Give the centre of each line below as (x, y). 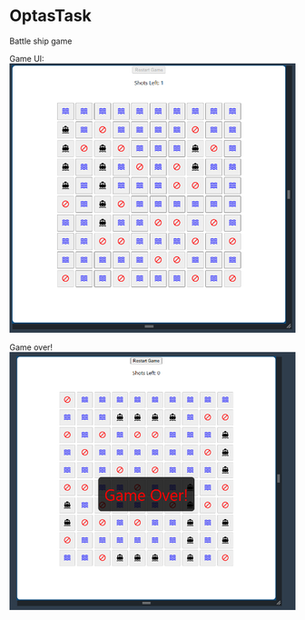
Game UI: (27, 58)
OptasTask (51, 16)
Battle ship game (41, 41)
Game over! (31, 347)
